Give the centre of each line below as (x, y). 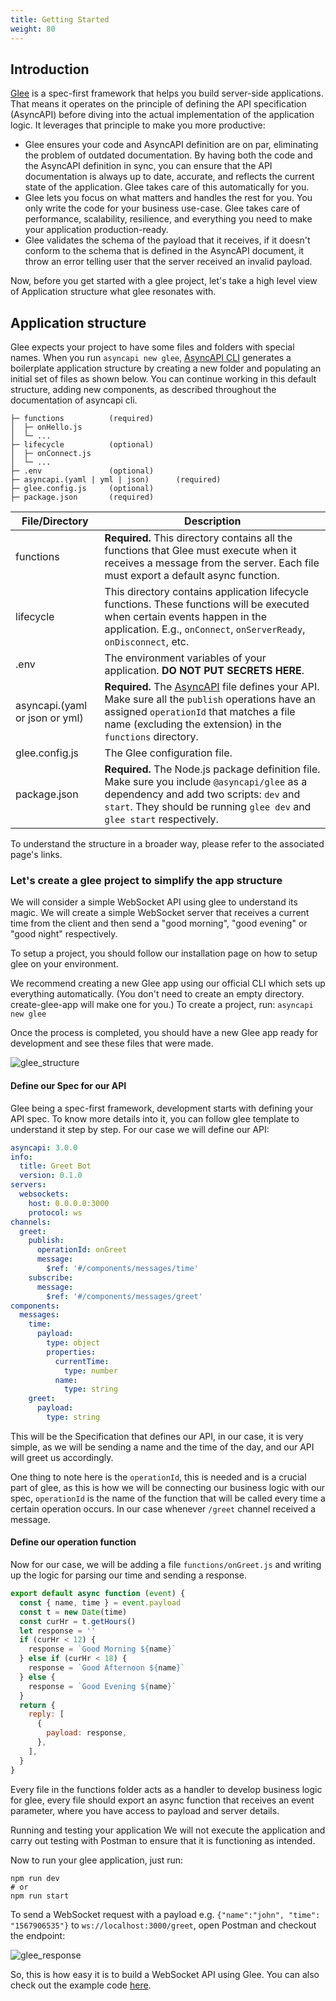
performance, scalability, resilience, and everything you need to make (168, 219)
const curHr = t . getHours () (78, 1621)
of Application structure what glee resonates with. (113, 292)
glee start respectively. (161, 819)
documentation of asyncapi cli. (74, 400)
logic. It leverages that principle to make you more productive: (138, 125)
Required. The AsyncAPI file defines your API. (212, 687)
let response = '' (58, 1631)
